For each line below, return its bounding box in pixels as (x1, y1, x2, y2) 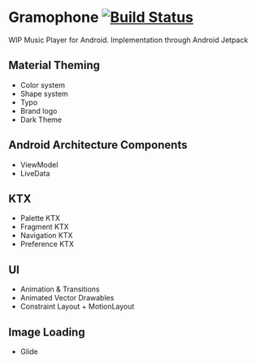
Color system (20, 80, 65, 89)
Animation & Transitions (20, 284, 100, 294)
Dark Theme (20, 115, 63, 124)
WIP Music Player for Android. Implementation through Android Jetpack (8, 35, 249, 45)
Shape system (20, 89, 69, 98)
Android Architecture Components (8, 138, 188, 152)
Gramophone (8, 8, 99, 27)
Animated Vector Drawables (20, 293, 115, 303)
